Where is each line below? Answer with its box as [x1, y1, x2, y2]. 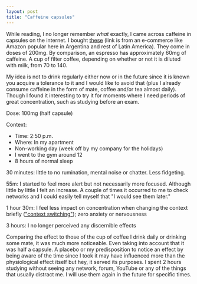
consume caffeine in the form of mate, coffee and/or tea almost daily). [6, 85, 177, 93]
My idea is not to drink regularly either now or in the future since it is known [6, 73, 190, 80]
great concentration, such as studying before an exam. [6, 98, 140, 105]
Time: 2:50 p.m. [14, 132, 54, 139]
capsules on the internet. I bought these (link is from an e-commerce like [6, 37, 183, 44]
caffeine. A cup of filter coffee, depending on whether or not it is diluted [6, 55, 181, 62]
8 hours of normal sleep [14, 157, 73, 164]
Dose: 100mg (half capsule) [6, 110, 73, 117]
